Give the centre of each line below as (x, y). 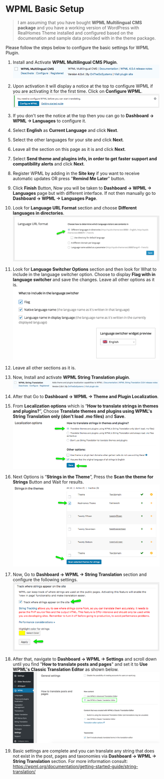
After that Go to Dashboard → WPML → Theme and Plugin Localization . (86, 397)
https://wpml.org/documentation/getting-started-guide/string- (75, 767)
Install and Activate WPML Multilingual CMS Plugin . (65, 62)
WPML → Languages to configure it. (49, 121)
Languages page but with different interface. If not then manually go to (84, 193)
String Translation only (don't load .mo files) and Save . (69, 417)
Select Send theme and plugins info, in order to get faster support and (85, 159)
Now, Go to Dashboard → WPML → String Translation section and (80, 574)
